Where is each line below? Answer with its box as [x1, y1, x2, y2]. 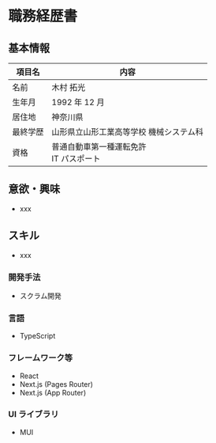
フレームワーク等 [8, 353, 73, 364]
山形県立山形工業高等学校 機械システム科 [51, 127, 203, 137]
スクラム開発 [19, 290, 61, 301]
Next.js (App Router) [19, 388, 87, 397]
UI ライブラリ [8, 409, 59, 420]
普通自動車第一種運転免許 [51, 142, 147, 152]
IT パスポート [51, 153, 101, 164]
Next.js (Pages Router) [19, 379, 93, 388]
